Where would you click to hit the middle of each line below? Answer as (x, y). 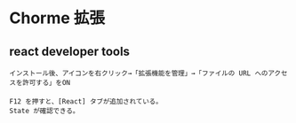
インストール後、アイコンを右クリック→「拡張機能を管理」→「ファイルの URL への (139, 73)
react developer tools (70, 51)
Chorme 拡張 (57, 18)
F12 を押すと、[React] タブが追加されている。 (86, 102)
